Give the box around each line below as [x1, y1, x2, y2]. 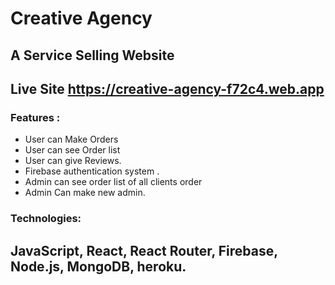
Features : [10, 110, 61, 124]
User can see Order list [24, 144, 121, 156]
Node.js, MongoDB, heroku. [10, 258, 187, 275]
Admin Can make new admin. [24, 187, 146, 199]
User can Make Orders [24, 133, 119, 146]
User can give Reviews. [24, 155, 122, 167]
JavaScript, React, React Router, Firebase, [10, 242, 278, 259]
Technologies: [10, 212, 82, 226]
